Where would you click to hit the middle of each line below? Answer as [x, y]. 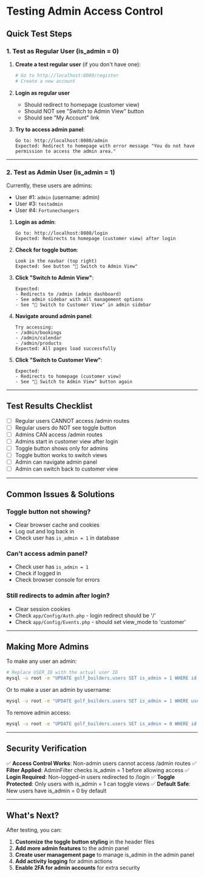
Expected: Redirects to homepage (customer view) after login [95, 238]
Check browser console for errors [57, 580]
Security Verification [46, 749]
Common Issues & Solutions [60, 494]
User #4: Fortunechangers [47, 210]
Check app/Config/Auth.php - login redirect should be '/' [85, 615]
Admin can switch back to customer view [66, 469]
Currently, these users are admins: [49, 185]
